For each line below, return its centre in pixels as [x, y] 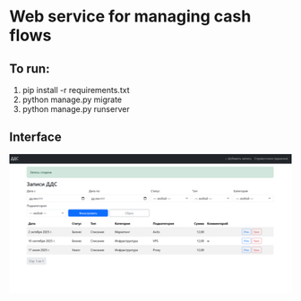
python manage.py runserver [76, 109]
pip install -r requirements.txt [76, 90]
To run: [30, 69]
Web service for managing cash [130, 17]
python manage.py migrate [72, 99]
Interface [35, 138]
